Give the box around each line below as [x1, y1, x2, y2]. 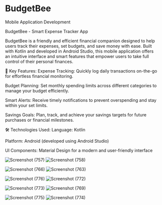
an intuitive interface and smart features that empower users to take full [5, 53, 149, 59]
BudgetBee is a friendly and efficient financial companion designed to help [5, 37, 155, 44]
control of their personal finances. [5, 58, 73, 64]
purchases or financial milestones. [5, 117, 74, 123]
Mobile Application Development [5, 19, 71, 25]
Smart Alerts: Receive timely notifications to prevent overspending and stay [5, 97, 157, 103]
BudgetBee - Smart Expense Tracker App [5, 28, 88, 34]
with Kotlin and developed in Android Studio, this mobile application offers [5, 48, 154, 54]
